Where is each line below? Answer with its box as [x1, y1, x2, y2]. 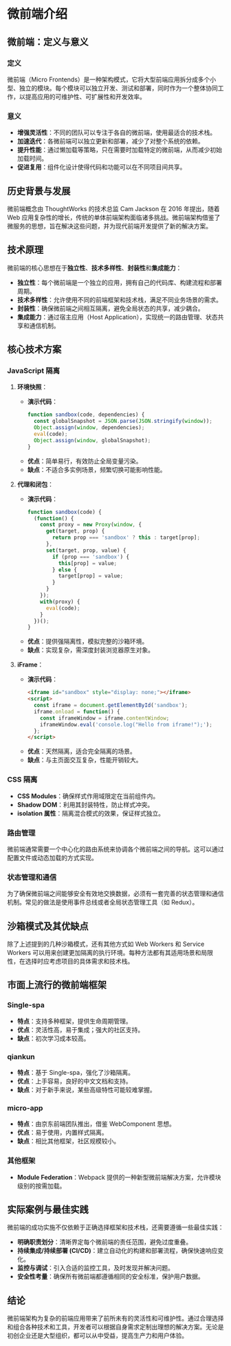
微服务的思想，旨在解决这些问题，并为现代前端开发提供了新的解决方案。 [7, 221, 212, 230]
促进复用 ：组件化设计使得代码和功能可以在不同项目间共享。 [16, 163, 186, 171]
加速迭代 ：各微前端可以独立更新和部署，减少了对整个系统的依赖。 [16, 137, 204, 146]
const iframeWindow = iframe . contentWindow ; [40, 715, 170, 722]
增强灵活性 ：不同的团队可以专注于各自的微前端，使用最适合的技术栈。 [16, 128, 217, 137]
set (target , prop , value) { [45, 546, 126, 554]
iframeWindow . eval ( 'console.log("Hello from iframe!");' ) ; [40, 721, 213, 728]
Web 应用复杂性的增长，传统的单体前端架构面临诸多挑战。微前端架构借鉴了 [7, 213, 221, 221]
